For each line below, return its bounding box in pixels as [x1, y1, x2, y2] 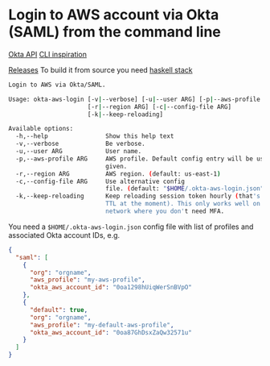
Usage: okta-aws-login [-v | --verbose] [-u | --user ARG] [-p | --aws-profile [8, 95, 261, 103]
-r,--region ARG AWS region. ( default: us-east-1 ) [15, 169, 221, 178]
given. [105, 162, 128, 170]
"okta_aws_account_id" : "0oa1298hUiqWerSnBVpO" [29, 284, 193, 292]
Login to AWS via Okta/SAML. [8, 81, 106, 89]
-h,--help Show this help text [15, 132, 174, 140]
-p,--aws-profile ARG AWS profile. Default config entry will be [15, 155, 253, 163]
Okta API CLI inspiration [8, 49, 87, 59]
